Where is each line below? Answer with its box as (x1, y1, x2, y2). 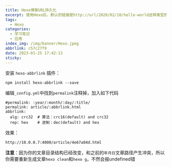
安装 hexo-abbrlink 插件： (5, 70, 60, 76)
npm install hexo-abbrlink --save (5, 80, 79, 85)
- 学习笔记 (10, 31, 30, 36)
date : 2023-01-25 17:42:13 (5, 50, 63, 55)
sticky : (5, 55, 22, 61)
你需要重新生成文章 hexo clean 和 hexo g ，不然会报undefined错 (5, 156, 136, 162)
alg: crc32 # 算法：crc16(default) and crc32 (10, 115, 109, 120)
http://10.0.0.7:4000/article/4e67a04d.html (5, 140, 102, 145)
